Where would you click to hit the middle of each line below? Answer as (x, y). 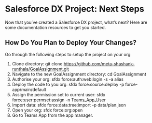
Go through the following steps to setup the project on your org (68, 54)
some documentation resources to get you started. (55, 27)
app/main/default (29, 89)
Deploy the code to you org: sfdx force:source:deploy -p (68, 84)
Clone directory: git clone (37, 63)
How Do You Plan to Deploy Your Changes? (71, 43)
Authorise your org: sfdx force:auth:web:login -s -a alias (68, 79)
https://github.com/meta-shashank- (99, 63)
